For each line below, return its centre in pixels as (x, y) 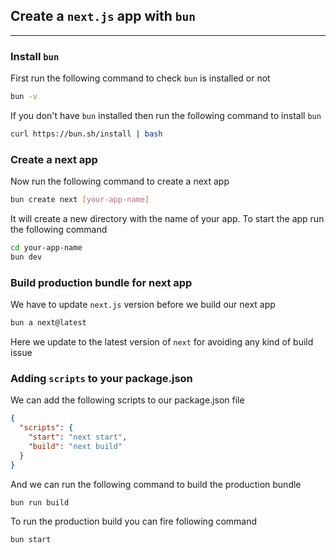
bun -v (24, 97)
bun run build (40, 502)
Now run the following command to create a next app (120, 181)
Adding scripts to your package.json (101, 378)
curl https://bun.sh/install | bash (86, 134)
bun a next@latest (48, 323)
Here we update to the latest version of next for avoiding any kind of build (162, 341)
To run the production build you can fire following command (134, 521)
